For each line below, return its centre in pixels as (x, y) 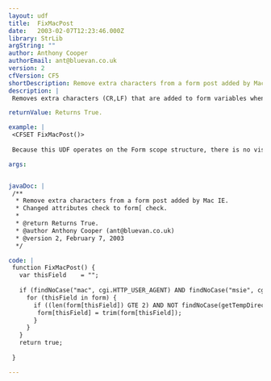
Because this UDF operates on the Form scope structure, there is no (131, 150)
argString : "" (32, 46)
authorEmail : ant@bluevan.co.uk (63, 61)
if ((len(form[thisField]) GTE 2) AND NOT (106, 305)
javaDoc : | (27, 186)
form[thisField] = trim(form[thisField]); (110, 313)
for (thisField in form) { (71, 298)
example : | (27, 127)
